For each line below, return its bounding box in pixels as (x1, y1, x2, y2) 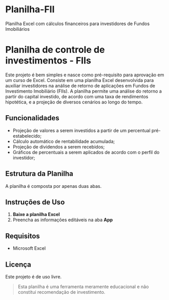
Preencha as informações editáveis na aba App (12, 217, 113, 223)
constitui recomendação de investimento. (17, 289, 105, 295)
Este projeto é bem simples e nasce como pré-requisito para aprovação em (5, 72, 164, 78)
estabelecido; (12, 133, 42, 139)
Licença (5, 260, 32, 269)
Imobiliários (5, 26, 30, 32)
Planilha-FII (5, 4, 55, 15)
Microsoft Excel (12, 245, 46, 251)
